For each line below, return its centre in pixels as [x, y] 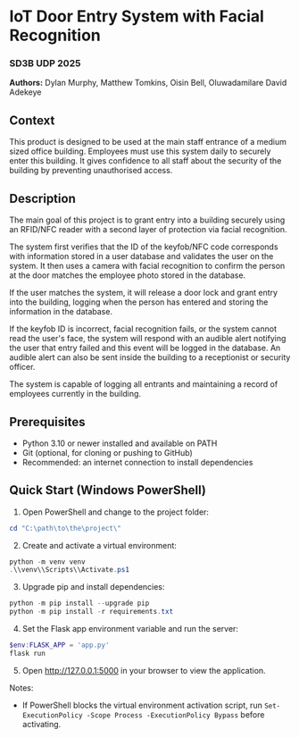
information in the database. [61, 312]
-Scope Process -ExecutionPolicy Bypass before [175, 714]
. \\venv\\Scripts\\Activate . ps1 [69, 570]
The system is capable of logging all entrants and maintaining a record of [144, 384]
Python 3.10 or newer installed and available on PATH [120, 443]
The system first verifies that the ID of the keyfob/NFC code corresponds [144, 247]
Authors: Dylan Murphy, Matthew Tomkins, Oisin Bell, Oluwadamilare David [148, 83]
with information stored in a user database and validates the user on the [141, 256]
